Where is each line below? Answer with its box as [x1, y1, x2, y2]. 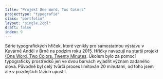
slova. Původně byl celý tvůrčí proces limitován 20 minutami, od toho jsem [5, 63, 154, 69]
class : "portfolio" [5, 16, 45, 21]
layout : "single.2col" [5, 20, 51, 26]
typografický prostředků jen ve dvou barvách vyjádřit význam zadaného [5, 59, 150, 64]
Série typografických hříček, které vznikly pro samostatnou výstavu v [5, 43, 145, 48]
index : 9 [5, 30, 23, 34]
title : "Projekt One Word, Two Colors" [5, 7, 86, 12]
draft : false [5, 25, 32, 30]
